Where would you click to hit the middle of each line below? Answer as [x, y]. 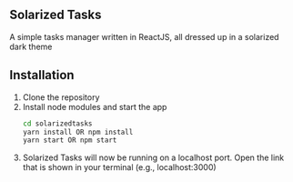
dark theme [31, 46]
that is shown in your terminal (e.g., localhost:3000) [119, 167]
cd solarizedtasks [57, 123]
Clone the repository [61, 97]
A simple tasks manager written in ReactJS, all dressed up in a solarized [144, 36]
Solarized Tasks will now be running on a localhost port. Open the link [153, 157]
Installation [42, 75]
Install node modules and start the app [95, 106]
